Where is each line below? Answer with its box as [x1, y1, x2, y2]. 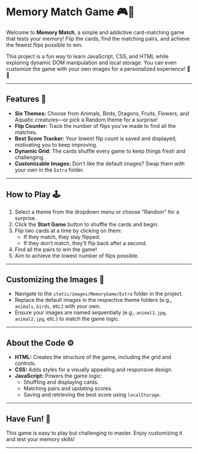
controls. [14, 360, 37, 367]
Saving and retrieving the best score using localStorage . [23, 391, 161, 399]
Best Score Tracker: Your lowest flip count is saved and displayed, [14, 134, 177, 142]
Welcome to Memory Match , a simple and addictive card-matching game [6, 28, 184, 36]
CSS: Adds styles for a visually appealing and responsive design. [14, 366, 173, 373]
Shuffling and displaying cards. [23, 379, 99, 386]
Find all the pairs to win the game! [14, 246, 97, 253]
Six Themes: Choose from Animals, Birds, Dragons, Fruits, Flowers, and [14, 110, 190, 117]
